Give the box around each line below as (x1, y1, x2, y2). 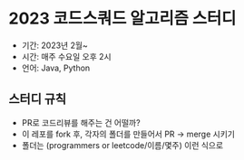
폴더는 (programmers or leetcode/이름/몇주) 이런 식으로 (21, 139, 224, 150)
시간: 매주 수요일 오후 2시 (21, 51, 112, 61)
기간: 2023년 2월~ (21, 40, 88, 51)
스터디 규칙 (8, 91, 67, 107)
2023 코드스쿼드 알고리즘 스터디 (8, 8, 237, 29)
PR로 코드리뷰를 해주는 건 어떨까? (21, 117, 142, 127)
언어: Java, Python (21, 62, 91, 73)
